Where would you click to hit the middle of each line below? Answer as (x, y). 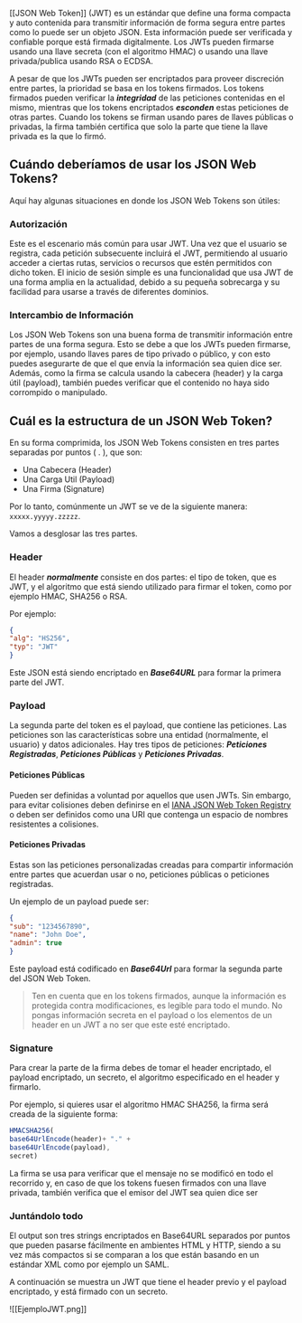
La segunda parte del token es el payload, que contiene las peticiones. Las (148, 725)
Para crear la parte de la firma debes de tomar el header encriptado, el (141, 1068)
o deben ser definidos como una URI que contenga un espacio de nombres (149, 814)
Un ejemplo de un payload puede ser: (79, 901)
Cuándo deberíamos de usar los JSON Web (133, 165)
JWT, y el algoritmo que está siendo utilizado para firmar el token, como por (151, 586)
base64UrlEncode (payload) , (60, 1148)
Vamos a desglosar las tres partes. (73, 534)
